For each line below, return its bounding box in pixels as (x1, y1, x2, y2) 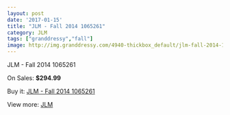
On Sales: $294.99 (7, 74, 62, 82)
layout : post (7, 10, 44, 17)
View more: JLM (7, 101, 53, 108)
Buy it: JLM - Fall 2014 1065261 (7, 87, 96, 95)
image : (7, 42, 26, 49)
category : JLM (7, 29, 48, 36)
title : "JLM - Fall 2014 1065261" (7, 23, 106, 29)
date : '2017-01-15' (7, 16, 63, 23)
